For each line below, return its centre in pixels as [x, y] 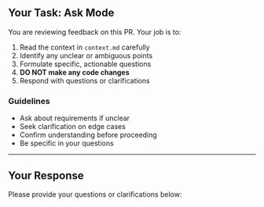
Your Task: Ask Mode [61, 13]
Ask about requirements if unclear [75, 118]
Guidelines [29, 101]
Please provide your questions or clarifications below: [95, 194]
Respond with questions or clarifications [85, 80]
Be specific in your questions [66, 143]
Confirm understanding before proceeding [88, 135]
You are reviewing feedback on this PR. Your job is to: [95, 31]
